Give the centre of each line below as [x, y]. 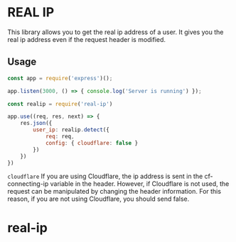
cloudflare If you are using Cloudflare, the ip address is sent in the [105, 176]
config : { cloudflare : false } [92, 143]
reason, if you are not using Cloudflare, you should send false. [98, 199]
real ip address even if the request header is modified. [86, 39]
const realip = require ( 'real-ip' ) [60, 104]
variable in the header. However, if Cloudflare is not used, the [140, 184]
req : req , [60, 136]
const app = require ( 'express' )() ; [60, 78]
